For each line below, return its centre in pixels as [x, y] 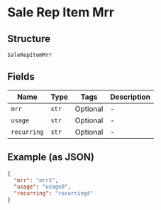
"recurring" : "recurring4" [54, 194]
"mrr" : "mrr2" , [36, 180]
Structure [29, 39]
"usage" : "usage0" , [43, 187]
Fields [21, 77]
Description [130, 97]
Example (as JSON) [51, 157]
